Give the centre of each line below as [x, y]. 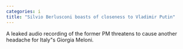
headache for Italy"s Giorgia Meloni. [50, 40]
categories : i [24, 11]
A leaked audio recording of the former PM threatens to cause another [91, 33]
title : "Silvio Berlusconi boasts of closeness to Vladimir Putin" [91, 17]
